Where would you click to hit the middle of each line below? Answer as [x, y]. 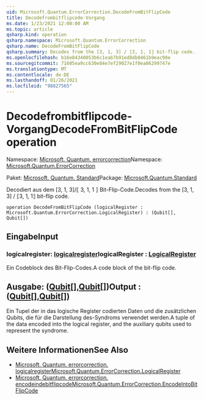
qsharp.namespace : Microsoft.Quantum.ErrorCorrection [76, 40]
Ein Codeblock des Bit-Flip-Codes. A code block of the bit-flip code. [91, 268]
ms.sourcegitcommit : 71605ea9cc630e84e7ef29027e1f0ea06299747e [89, 63]
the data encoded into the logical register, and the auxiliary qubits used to [99, 324]
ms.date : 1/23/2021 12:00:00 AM [47, 23]
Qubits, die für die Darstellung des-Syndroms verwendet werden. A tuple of [101, 318]
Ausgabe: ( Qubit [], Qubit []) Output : [74, 287]
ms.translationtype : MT [37, 69]
